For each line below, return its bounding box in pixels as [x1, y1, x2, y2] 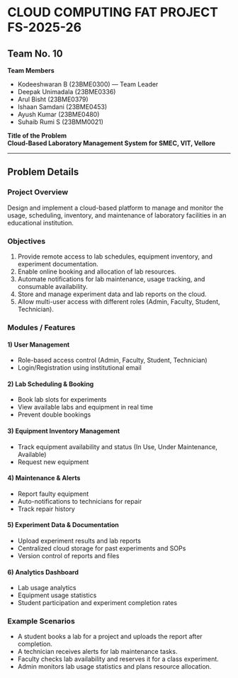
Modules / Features [7, 322, 76, 332]
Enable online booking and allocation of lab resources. [17, 267, 176, 276]
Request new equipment [17, 458, 89, 466]
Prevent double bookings [17, 410, 91, 419]
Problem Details [7, 166, 79, 178]
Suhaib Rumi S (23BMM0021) [17, 118, 104, 126]
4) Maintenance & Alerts [7, 474, 81, 482]
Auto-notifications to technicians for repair [17, 497, 142, 505]
